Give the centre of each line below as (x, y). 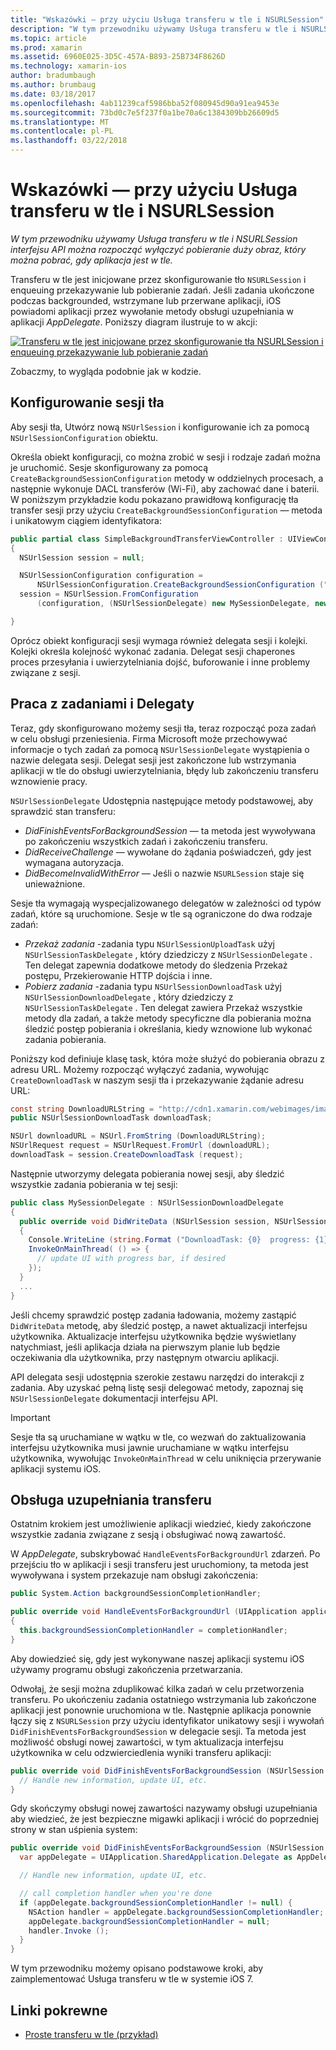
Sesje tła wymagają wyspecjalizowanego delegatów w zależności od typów (166, 903)
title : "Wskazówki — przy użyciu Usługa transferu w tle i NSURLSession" (167, 19)
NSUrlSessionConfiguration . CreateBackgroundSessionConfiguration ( (180, 585)
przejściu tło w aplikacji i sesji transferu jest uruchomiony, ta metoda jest (159, 1565)
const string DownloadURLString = (82, 1109)
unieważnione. (55, 883)
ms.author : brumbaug (53, 85)
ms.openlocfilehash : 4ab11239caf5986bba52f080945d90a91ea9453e (145, 103)
